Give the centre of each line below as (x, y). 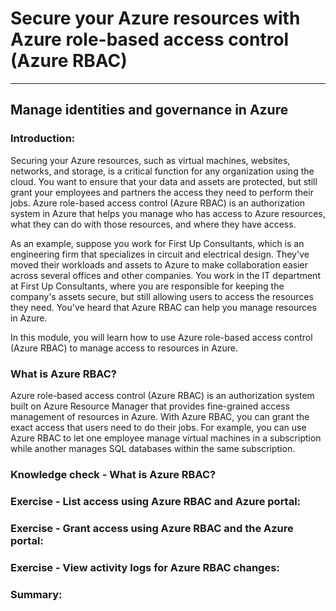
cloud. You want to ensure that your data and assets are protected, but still (164, 181)
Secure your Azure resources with (155, 18)
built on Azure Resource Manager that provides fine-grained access (150, 406)
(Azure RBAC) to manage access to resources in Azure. (124, 348)
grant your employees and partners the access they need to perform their (162, 192)
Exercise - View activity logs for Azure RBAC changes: (145, 567)
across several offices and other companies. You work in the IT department (165, 275)
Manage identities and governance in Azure (149, 110)
